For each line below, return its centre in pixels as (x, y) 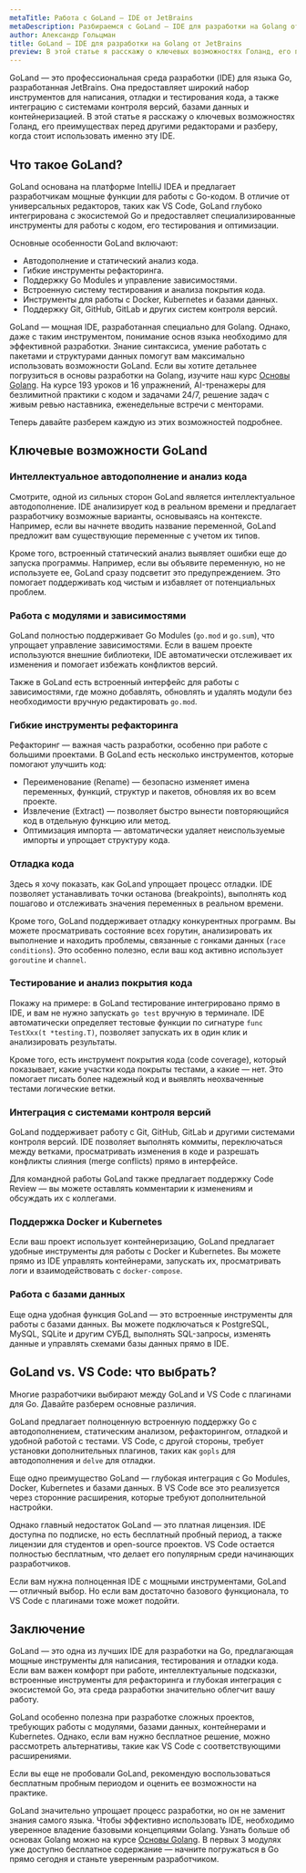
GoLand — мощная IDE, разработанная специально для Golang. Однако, (150, 327)
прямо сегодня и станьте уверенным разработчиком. (114, 1859)
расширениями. (41, 1756)
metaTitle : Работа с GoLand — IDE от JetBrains (102, 18)
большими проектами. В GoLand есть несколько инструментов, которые (152, 754)
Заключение (47, 1629)
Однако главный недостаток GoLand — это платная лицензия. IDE (138, 1524)
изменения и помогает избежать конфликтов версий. (114, 664)
